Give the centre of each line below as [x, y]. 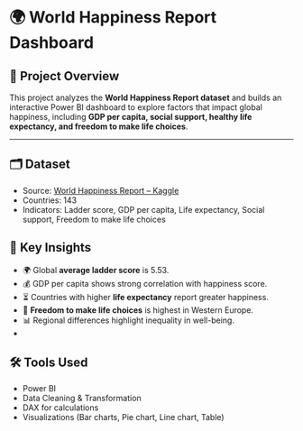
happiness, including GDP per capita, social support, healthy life [131, 117]
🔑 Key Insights [50, 248]
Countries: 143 [50, 200]
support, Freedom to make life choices [94, 219]
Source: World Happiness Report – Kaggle [101, 190]
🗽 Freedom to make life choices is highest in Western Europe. [138, 310]
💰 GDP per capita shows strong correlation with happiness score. [145, 283]
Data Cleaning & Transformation [82, 399]
